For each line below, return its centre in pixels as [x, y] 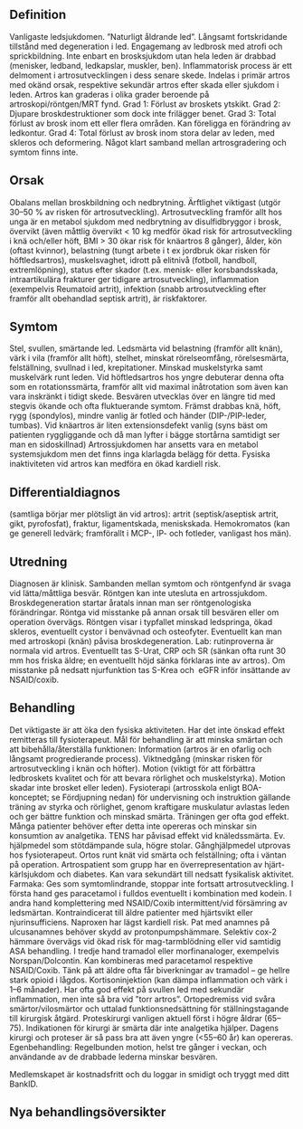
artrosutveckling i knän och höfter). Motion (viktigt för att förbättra [133, 768]
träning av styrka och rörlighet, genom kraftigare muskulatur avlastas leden [150, 806]
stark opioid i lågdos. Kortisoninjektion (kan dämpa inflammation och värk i [148, 980]
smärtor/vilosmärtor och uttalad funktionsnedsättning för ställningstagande [149, 1009]
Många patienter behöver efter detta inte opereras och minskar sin [133, 826]
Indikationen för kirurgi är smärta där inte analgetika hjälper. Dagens [152, 1028]
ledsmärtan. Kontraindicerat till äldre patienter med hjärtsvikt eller [131, 912]
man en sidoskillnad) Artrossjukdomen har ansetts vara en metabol [134, 445]
